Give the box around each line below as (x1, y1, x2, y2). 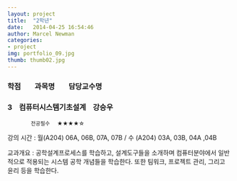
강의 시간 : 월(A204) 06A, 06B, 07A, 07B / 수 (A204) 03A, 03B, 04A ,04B (7, 133, 217, 142)
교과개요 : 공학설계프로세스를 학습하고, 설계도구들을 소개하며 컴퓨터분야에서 (7, 148, 217, 157)
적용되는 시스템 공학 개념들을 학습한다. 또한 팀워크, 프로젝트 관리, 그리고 (26, 157, 226, 165)
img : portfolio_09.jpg (7, 50, 75, 57)
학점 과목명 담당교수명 (7, 81, 102, 91)
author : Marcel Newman (7, 30, 75, 38)
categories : (7, 37, 43, 44)
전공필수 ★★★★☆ (31, 120, 85, 127)
